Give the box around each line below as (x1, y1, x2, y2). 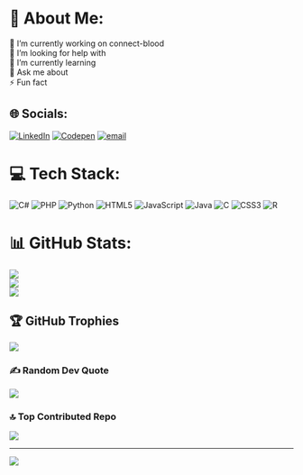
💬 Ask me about (9, 67, 69, 78)
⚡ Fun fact (9, 77, 48, 87)
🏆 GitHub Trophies (9, 314, 120, 329)
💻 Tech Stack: (9, 163, 121, 184)
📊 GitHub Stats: (9, 233, 133, 253)
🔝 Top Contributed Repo (9, 410, 117, 423)
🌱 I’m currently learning (9, 57, 96, 68)
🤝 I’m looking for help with (9, 47, 106, 58)
